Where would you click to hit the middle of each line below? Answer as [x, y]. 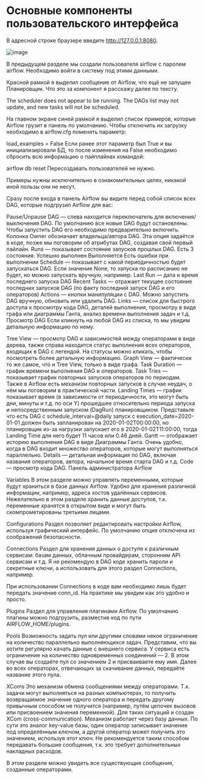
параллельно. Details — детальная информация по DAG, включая [91, 455]
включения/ [181, 216]
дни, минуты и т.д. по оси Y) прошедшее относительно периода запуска [101, 403]
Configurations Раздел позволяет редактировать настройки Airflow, [94, 524]
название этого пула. [34, 674]
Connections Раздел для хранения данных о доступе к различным [93, 548]
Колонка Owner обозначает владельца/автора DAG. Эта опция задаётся [100, 236]
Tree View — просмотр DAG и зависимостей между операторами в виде [101, 338]
